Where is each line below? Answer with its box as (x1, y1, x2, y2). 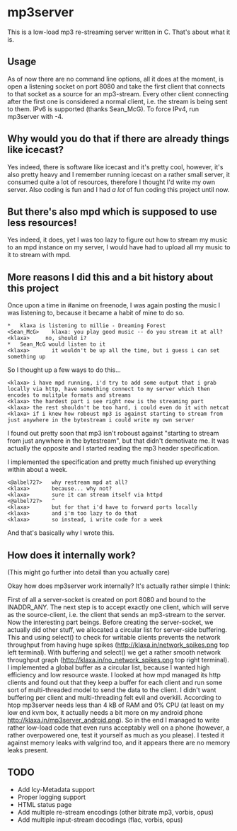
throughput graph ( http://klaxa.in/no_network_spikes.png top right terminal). (7, 656, 230, 664)
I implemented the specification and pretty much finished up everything (7, 458, 216, 466)
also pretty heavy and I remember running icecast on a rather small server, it (7, 170, 230, 179)
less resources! (7, 217, 77, 229)
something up (7, 354, 46, 361)
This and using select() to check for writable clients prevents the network (7, 633, 221, 641)
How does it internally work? (7, 549, 137, 561)
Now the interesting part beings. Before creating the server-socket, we (7, 618, 214, 626)
